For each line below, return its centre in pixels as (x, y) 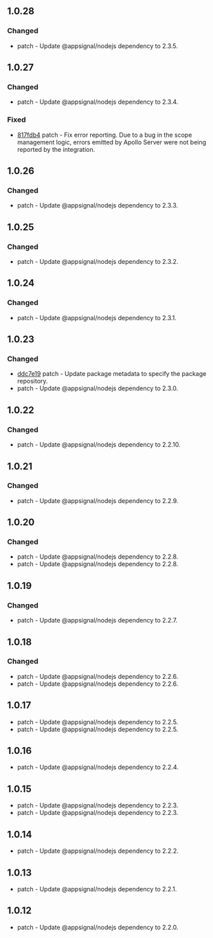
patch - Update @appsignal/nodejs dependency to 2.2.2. (98, 851)
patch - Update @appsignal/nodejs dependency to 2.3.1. (97, 317)
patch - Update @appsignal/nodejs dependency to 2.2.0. (98, 927)
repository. (32, 381)
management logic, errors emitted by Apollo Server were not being (112, 142)
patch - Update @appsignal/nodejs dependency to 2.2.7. (97, 621)
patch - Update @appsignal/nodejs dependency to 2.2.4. (98, 767)
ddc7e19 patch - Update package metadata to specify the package (112, 374)
